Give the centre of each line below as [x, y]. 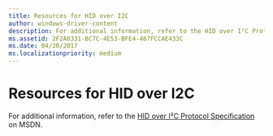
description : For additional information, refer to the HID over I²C [129, 31]
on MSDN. [26, 124]
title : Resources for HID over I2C [69, 16]
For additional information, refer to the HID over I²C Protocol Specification [132, 116]
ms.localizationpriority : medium [65, 53]
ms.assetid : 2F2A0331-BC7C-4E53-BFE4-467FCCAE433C [96, 38]
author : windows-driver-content [63, 23]
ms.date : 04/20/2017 [43, 46]
